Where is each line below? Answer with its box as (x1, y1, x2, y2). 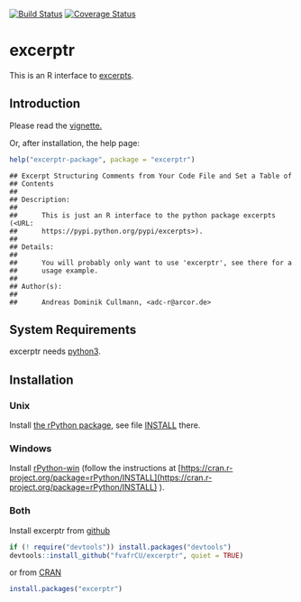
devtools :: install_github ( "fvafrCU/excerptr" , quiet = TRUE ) (9, 551, 244, 560)
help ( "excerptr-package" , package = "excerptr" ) (9, 154, 196, 164)
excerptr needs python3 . (9, 346, 101, 357)
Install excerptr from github (9, 524, 111, 536)
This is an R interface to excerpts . (9, 69, 134, 80)
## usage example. (9, 266, 99, 275)
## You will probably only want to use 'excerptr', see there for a (9, 258, 293, 267)
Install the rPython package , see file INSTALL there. (9, 420, 201, 431)
